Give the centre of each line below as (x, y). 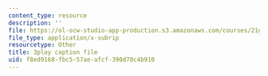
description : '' (35, 23)
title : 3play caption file (53, 52)
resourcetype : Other (43, 45)
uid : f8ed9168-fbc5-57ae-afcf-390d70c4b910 (82, 60)
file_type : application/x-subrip (64, 38)
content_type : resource (48, 15)
